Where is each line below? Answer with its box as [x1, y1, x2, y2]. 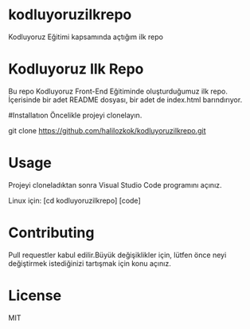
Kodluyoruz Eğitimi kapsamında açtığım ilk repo [8, 32, 163, 42]
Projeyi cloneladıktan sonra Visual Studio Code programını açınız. [8, 180, 222, 189]
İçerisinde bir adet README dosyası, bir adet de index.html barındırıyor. [8, 94, 243, 105]
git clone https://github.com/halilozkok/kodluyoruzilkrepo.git [8, 125, 206, 135]
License [8, 286, 62, 304]
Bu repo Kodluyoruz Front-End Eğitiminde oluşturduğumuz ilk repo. [8, 86, 229, 96]
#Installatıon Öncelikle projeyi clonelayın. [8, 110, 143, 120]
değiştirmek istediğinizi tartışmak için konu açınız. [8, 258, 171, 268]
